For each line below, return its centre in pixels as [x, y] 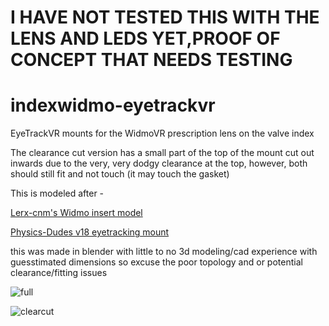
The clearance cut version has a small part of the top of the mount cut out [162, 153]
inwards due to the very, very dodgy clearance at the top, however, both [159, 163]
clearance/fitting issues [59, 273]
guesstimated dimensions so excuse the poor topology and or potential [156, 262]
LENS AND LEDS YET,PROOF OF [145, 38]
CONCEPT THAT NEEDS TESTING [151, 60]
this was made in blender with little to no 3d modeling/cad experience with [164, 252]
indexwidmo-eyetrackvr [113, 105]
